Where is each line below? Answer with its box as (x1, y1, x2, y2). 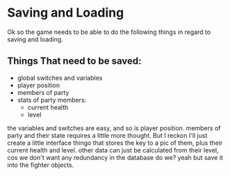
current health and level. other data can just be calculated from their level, (7, 146, 219, 154)
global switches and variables (17, 73, 103, 82)
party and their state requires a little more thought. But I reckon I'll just (7, 131, 208, 139)
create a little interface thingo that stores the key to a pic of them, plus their (7, 139, 223, 147)
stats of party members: (17, 96, 87, 104)
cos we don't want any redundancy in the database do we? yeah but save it (7, 153, 224, 161)
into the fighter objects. (7, 161, 74, 169)
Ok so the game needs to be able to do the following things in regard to (7, 28, 211, 36)
